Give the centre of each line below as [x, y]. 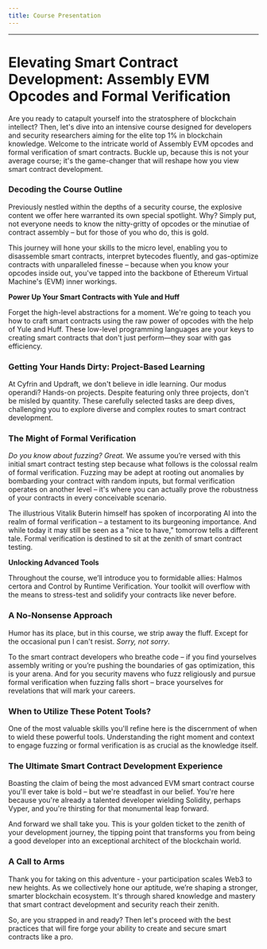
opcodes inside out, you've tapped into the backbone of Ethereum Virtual [128, 273]
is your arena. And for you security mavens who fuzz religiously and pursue [132, 674]
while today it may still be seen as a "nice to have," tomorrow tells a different [133, 531]
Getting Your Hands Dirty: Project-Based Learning [106, 367]
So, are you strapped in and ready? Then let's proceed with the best [120, 920]
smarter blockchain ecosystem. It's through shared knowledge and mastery [132, 896]
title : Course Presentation [55, 16]
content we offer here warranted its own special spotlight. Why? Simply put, [132, 215]
